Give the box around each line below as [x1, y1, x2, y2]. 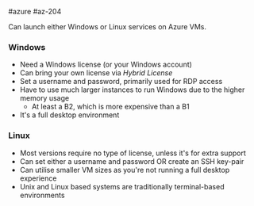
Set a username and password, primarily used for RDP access [19, 77, 223, 86]
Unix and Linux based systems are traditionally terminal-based [19, 181, 225, 191]
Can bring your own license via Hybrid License [19, 68, 173, 78]
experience [19, 174, 57, 183]
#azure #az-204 [8, 7, 62, 16]
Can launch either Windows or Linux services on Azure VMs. [8, 22, 207, 31]
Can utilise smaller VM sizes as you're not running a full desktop [19, 165, 230, 174]
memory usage [19, 93, 70, 103]
